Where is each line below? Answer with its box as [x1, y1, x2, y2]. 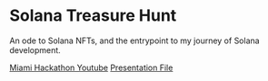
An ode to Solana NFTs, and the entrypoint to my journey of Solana [9, 35, 261, 46]
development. [9, 44, 61, 55]
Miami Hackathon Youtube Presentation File [9, 62, 174, 73]
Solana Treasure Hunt [9, 5, 177, 26]
